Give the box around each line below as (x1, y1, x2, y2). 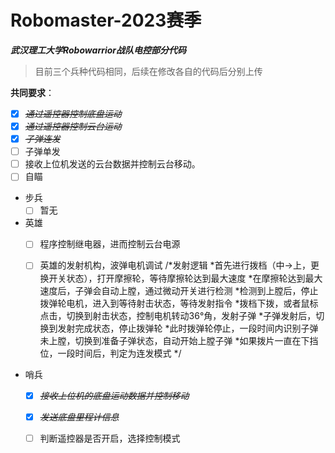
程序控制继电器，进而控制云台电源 (39, 238, 181, 250)
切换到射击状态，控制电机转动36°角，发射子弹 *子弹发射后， (66, 309, 317, 321)
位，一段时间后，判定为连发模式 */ (39, 347, 182, 359)
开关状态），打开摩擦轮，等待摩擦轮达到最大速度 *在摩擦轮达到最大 (48, 272, 323, 284)
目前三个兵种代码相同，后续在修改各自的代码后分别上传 (34, 65, 263, 77)
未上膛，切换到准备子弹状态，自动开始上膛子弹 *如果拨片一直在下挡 (39, 334, 319, 346)
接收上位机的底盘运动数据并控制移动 (39, 389, 190, 401)
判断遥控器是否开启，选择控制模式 (39, 432, 181, 444)
